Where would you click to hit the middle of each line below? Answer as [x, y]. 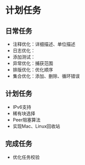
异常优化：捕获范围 [33, 63]
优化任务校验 [26, 157]
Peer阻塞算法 [26, 120]
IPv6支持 [22, 107]
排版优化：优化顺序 [33, 70]
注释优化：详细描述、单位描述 [44, 44]
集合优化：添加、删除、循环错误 [46, 76]
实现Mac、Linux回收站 [36, 126]
